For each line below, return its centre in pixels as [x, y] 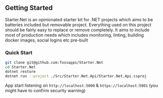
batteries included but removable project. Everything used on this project [78, 25]
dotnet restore [20, 71]
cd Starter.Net [20, 67]
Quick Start [19, 53]
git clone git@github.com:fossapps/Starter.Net [54, 63]
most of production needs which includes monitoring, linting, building [74, 35]
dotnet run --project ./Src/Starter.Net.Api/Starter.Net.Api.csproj [76, 76]
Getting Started [29, 8]
